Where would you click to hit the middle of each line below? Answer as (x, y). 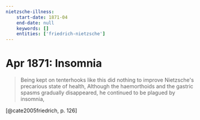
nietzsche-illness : (30, 12)
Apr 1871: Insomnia (54, 64)
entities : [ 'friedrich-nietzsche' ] (61, 34)
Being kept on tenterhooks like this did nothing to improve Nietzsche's (107, 80)
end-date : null (35, 23)
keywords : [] (33, 28)
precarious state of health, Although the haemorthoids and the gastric (107, 87)
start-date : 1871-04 (42, 17)
